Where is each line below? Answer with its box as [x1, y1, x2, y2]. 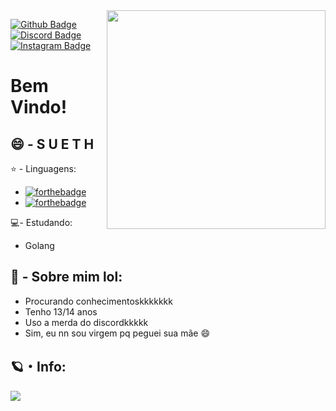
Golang [24, 240, 55, 251]
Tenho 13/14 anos [24, 305, 98, 318]
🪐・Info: [10, 359, 67, 376]
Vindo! [10, 96, 68, 119]
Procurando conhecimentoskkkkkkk [24, 295, 173, 307]
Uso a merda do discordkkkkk [24, 316, 149, 328]
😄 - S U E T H [10, 135, 95, 153]
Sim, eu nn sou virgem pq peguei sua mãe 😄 [24, 327, 210, 339]
